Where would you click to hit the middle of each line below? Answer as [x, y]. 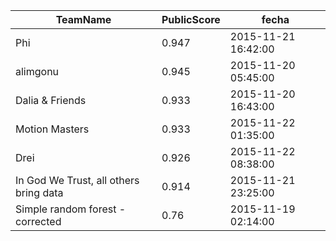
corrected [38, 221]
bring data [39, 192]
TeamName [83, 19]
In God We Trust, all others [77, 180]
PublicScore [191, 19]
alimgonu [37, 71]
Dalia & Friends [51, 100]
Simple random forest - [71, 209]
